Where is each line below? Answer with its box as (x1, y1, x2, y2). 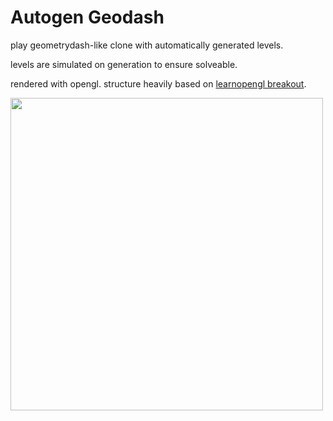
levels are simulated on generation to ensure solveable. (10, 58, 238, 70)
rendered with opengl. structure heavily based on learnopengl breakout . (10, 77, 307, 90)
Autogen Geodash (10, 6, 165, 29)
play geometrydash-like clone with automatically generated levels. (10, 39, 284, 51)
